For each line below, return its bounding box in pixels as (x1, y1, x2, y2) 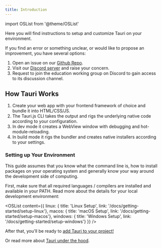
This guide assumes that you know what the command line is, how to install (5, 163, 158, 169)
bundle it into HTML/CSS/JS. (12, 108, 70, 114)
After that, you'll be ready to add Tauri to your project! (5, 228, 114, 234)
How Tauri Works (5, 90, 59, 98)
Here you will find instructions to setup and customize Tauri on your (5, 30, 142, 36)
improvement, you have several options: (5, 50, 86, 56)
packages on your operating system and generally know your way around (5, 168, 154, 174)
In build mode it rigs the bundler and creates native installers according (12, 134, 157, 140)
